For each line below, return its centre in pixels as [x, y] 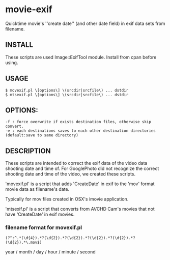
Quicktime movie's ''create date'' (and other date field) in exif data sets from [85, 23]
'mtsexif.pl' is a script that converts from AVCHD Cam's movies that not [80, 209]
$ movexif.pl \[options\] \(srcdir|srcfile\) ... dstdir [67, 90]
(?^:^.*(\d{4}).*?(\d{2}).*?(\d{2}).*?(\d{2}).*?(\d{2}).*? [70, 238]
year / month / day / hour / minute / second [50, 252]
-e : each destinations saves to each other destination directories [81, 131]
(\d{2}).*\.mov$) [24, 243]
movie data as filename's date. [37, 189]
